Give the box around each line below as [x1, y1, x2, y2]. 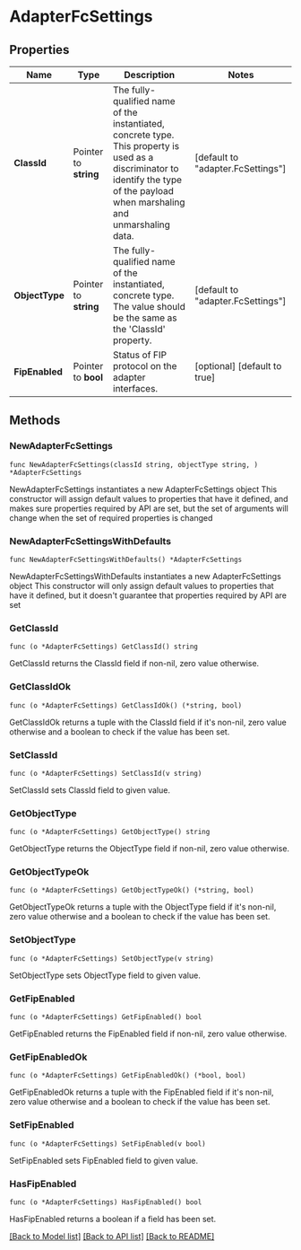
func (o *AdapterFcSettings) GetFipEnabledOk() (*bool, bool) [9, 1071, 246, 1080]
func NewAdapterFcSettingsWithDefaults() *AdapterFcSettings [9, 555, 243, 564]
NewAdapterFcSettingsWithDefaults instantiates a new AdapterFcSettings [9, 570, 282, 581]
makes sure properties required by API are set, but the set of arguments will [9, 503, 288, 514]
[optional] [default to [194, 360, 282, 372]
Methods [9, 413, 61, 428]
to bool [73, 371, 103, 383]
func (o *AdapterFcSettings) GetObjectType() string [9, 828, 211, 837]
